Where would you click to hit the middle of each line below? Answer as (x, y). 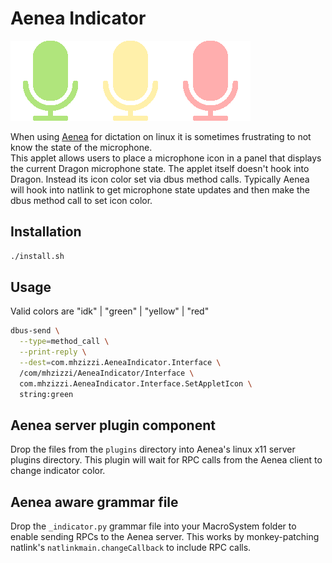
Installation (46, 232)
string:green (46, 394)
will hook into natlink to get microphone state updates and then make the (160, 189)
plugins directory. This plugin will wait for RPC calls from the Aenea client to (166, 460)
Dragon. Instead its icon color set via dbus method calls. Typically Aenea (160, 179)
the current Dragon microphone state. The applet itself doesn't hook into (160, 168)
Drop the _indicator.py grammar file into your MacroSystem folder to (153, 526)
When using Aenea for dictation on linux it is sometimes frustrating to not (161, 136)
